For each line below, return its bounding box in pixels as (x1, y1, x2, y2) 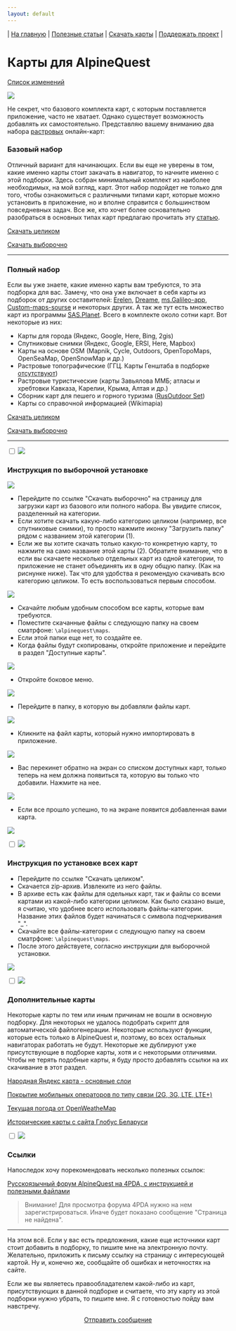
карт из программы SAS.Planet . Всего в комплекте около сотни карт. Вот (7, 311, 228, 319)
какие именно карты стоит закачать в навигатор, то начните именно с (7, 168, 219, 176)
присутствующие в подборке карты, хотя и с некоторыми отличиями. (7, 1048, 218, 1057)
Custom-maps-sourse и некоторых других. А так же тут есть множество (7, 303, 225, 312)
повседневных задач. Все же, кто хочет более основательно (7, 205, 191, 214)
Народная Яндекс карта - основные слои (7, 1077, 131, 1086)
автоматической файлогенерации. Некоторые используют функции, (7, 1026, 212, 1034)
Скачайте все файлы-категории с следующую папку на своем (17, 926, 206, 935)
